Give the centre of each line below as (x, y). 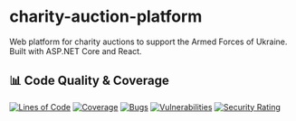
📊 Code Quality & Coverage (89, 81)
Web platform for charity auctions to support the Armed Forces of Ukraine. (148, 42)
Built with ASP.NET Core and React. (76, 51)
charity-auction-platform (106, 17)
